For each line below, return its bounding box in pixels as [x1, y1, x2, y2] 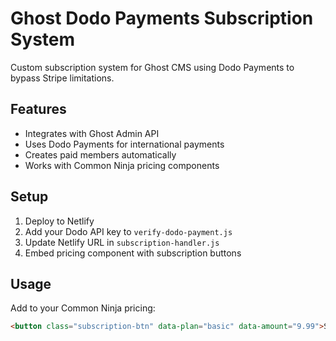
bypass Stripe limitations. [10, 72, 115, 84]
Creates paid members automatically [24, 148, 177, 161]
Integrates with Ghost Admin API [24, 127, 160, 139]
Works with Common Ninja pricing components [24, 159, 220, 171]
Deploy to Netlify [24, 215, 95, 227]
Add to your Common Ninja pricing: [10, 302, 156, 314]
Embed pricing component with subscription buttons [24, 247, 242, 259]
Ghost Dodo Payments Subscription [10, 7, 314, 30]
